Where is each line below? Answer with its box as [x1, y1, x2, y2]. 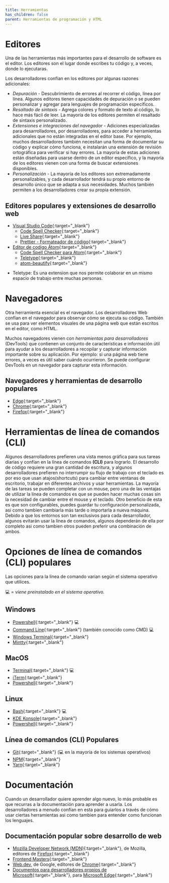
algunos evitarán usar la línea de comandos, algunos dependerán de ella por [5, 518, 164, 524]
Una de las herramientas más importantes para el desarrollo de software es [5, 55, 162, 61]
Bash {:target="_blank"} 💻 [12, 708, 67, 714]
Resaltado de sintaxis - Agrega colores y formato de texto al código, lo [12, 107, 159, 113]
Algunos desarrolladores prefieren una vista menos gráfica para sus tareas [5, 454, 160, 460]
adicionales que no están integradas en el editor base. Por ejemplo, [12, 133, 152, 139]
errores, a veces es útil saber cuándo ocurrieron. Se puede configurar [5, 357, 150, 363]
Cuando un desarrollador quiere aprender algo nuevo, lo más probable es [5, 796, 157, 802]
